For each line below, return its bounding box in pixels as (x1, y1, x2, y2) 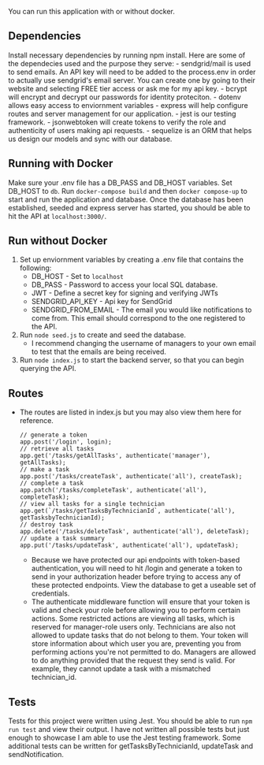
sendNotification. (8, 750, 65, 759)
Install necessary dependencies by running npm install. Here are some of (8, 50, 246, 60)
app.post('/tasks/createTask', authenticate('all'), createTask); (19, 473, 243, 481)
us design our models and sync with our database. (8, 134, 173, 143)
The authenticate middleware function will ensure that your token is (31, 597, 251, 607)
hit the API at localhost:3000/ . (8, 211, 107, 221)
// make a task (19, 466, 70, 473)
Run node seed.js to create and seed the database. (19, 330, 187, 340)
